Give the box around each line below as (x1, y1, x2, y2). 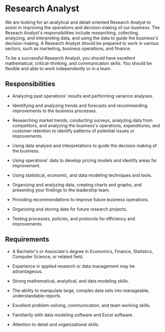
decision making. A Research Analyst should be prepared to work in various (5, 40, 159, 46)
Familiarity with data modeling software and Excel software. (12, 312, 134, 318)
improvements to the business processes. (12, 108, 98, 113)
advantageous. (12, 268, 43, 274)
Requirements (5, 235, 49, 244)
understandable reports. (12, 293, 62, 298)
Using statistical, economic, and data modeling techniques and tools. (12, 172, 153, 178)
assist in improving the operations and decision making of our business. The (5, 24, 160, 30)
